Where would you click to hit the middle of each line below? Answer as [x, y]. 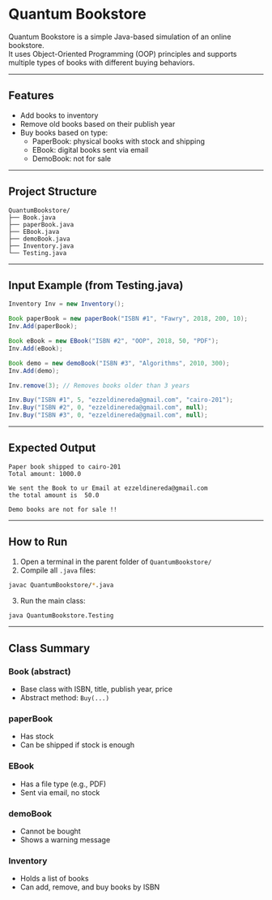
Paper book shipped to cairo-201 [65, 467]
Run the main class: [53, 600]
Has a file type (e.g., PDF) [63, 784]
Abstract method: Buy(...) [65, 698]
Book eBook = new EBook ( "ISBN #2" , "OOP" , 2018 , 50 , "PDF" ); [114, 341]
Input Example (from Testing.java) [96, 285]
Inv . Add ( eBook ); [36, 348]
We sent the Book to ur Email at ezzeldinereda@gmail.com [108, 488]
